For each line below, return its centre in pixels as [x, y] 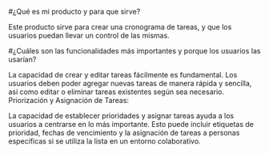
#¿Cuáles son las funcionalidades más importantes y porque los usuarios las [134, 51]
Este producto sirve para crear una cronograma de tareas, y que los [120, 27]
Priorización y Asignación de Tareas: [69, 100]
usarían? [22, 59]
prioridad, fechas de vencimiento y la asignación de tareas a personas [124, 132]
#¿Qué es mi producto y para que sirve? [74, 12]
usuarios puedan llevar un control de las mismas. [89, 36]
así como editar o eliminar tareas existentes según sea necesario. [116, 92]
